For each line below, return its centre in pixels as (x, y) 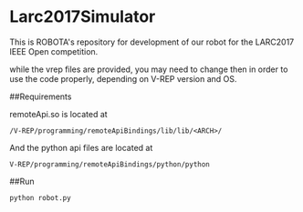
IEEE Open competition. (54, 51)
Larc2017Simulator (83, 17)
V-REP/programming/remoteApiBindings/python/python (110, 164)
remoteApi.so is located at (58, 114)
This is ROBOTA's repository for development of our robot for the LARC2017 (152, 42)
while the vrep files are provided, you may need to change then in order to (149, 69)
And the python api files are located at (81, 147)
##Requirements (41, 96)
